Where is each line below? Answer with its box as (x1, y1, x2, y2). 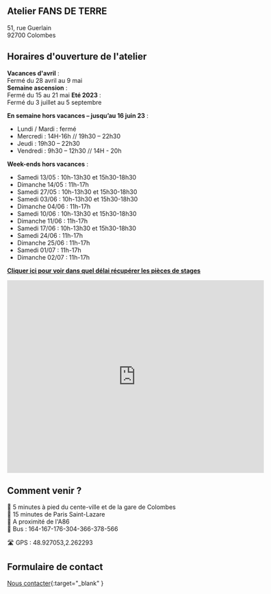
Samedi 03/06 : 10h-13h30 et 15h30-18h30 (16, 195, 138, 203)
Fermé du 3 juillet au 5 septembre (7, 98, 102, 106)
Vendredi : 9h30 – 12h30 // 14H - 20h (16, 147, 122, 155)
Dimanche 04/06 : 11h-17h (16, 202, 91, 210)
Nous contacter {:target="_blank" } (7, 579, 104, 588)
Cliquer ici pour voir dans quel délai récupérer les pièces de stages (7, 267, 201, 275)
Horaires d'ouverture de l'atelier (7, 51, 147, 62)
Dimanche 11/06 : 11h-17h (16, 216, 88, 225)
